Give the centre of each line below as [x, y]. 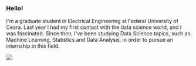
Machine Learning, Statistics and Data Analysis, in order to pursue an [89, 40]
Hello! [15, 8]
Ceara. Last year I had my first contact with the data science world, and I [94, 27]
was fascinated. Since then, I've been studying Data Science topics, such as [98, 34]
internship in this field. [33, 46]
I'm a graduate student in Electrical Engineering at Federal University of [92, 21]
